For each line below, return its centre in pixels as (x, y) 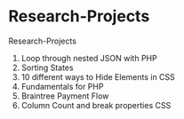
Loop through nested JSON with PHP (89, 58)
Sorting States (47, 67)
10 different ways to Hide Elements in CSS (98, 76)
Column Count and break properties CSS (96, 105)
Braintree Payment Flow (65, 96)
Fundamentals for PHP (62, 86)
